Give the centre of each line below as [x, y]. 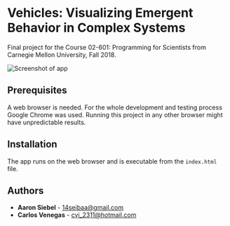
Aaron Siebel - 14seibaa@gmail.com [70, 208]
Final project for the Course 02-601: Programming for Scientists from [107, 47]
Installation [32, 144]
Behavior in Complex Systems [96, 28]
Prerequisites [37, 90]
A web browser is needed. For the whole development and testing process [115, 107]
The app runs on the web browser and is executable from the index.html [112, 161]
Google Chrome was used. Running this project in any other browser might [115, 114]
